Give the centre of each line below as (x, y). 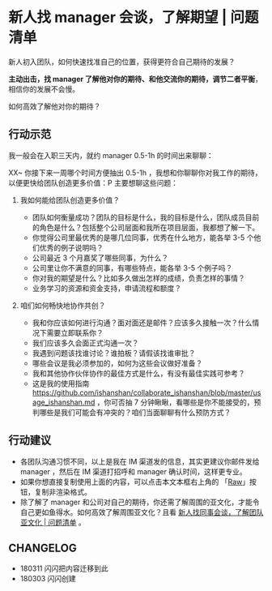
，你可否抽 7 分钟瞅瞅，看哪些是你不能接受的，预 (179, 402)
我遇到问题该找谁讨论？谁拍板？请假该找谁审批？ (114, 353)
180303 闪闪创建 (48, 579)
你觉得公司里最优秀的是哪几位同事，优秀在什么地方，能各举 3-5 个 (143, 238)
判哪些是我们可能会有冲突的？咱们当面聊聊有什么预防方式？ (132, 412)
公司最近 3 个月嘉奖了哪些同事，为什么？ (100, 258)
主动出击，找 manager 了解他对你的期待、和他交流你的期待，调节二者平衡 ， (136, 79)
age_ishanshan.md (64, 402)
